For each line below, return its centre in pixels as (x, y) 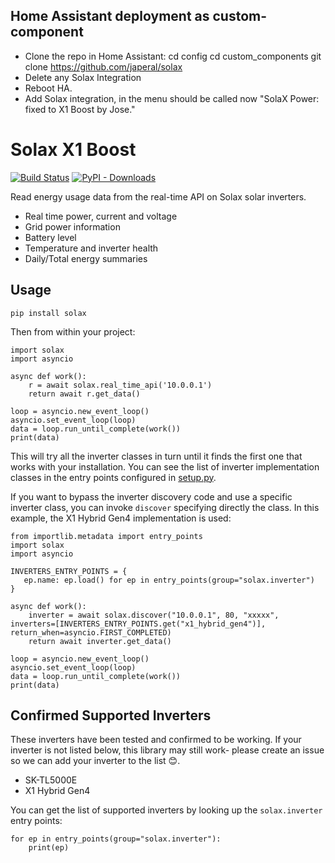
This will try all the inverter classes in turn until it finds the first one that (156, 456)
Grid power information (72, 226)
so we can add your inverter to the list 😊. (95, 761)
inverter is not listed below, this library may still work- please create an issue (167, 750)
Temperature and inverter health (91, 248)
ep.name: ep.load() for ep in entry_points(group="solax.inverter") (169, 580)
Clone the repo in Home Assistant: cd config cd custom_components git (173, 56)
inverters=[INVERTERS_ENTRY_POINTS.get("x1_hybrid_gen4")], (138, 624)
